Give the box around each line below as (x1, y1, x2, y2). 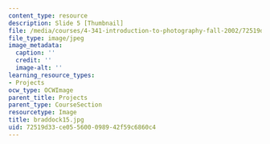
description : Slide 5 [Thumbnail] (8, 19, 125, 27)
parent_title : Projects (8, 94, 88, 102)
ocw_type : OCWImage (8, 86, 74, 94)
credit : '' (15, 57, 52, 65)
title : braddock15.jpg (8, 116, 84, 124)
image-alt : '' (15, 64, 63, 72)
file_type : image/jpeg (8, 34, 84, 42)
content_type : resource (8, 11, 88, 20)
